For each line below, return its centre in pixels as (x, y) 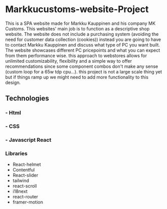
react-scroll (25, 186)
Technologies (27, 98)
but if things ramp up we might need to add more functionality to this (77, 77)
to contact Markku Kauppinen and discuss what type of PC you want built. (83, 45)
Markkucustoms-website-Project (77, 9)
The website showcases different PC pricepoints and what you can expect (83, 50)
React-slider (25, 175)
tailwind (21, 181)
